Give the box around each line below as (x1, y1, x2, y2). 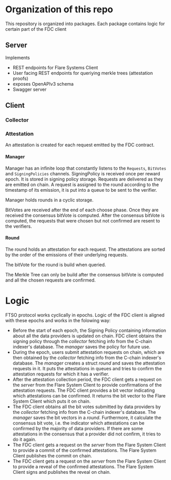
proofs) (12, 75, 29, 82)
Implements (5, 54, 30, 61)
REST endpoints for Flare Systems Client (12, 64, 99, 70)
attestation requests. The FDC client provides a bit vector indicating (12, 387, 155, 393)
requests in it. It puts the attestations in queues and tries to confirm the (12, 365, 162, 371)
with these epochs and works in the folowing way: (5, 317, 111, 324)
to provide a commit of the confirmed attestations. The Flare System (12, 447, 157, 453)
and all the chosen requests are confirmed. (5, 277, 96, 283)
